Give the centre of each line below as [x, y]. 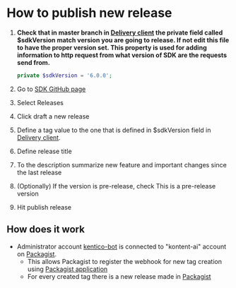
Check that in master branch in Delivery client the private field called [120, 32]
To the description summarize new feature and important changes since [122, 164]
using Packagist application [67, 269]
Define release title [44, 151]
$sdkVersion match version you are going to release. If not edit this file [123, 40]
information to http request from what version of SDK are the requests [122, 55]
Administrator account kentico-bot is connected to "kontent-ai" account [122, 246]
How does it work [46, 230]
